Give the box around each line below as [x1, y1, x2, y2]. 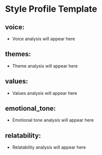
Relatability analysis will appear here [12, 144, 86, 150]
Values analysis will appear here [12, 90, 77, 96]
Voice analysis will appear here [12, 36, 75, 42]
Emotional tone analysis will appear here [12, 117, 94, 123]
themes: [5, 50, 31, 58]
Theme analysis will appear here [12, 63, 78, 69]
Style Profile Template [5, 3, 97, 15]
